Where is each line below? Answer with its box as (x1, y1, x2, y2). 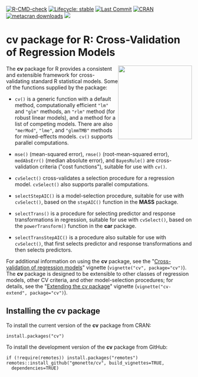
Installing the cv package (6, 306, 101, 316)
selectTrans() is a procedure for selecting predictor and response (14, 210, 176, 217)
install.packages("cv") (6, 333, 65, 339)
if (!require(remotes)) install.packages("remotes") (6, 355, 138, 361)
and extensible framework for (6, 71, 78, 78)
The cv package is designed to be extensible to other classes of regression (6, 270, 189, 277)
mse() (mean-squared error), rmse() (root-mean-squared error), (14, 150, 170, 157)
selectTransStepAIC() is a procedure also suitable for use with (14, 233, 167, 241)
